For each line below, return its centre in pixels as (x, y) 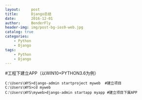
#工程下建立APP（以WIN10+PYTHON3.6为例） (52, 73)
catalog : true (19, 32)
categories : (17, 37)
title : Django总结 (28, 14)
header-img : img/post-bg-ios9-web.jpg (44, 28)
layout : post (23, 9)
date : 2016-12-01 (29, 18)
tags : (10, 50)
